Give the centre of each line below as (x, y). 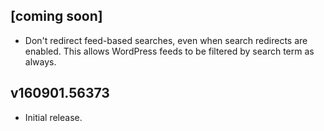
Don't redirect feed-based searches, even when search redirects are (166, 40)
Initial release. (53, 117)
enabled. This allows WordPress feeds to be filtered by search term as (169, 51)
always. (40, 61)
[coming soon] (56, 16)
